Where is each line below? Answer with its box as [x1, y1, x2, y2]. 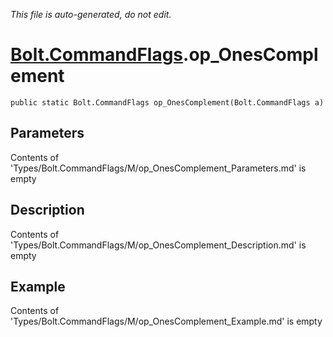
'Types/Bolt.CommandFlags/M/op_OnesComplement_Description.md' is [10, 239, 307, 251]
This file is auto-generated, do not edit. [10, 9, 172, 20]
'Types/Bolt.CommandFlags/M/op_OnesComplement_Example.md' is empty [10, 315, 323, 328]
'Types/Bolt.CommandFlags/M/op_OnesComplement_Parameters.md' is [10, 162, 307, 174]
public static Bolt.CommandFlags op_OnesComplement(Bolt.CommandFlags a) [10, 97, 325, 108]
